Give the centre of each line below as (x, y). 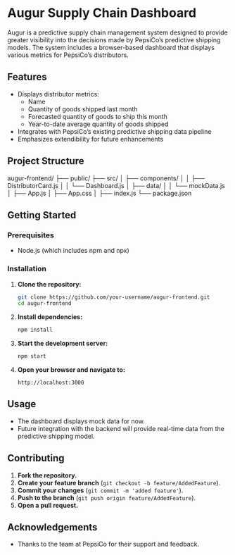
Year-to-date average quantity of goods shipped (98, 124)
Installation (27, 269)
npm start (32, 356)
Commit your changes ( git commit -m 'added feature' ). (100, 490)
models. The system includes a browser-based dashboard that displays (111, 47)
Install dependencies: (50, 317)
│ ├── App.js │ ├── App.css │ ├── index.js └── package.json (100, 193)
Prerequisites (31, 235)
